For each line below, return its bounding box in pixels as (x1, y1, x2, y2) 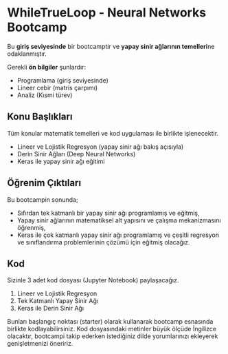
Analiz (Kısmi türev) (16, 91, 73, 99)
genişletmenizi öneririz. (7, 340, 73, 348)
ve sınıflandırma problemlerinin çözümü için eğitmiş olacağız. (16, 238, 190, 246)
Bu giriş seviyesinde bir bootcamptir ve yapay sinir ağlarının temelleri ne (7, 42, 215, 50)
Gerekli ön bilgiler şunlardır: (7, 63, 87, 71)
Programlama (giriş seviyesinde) (16, 76, 109, 84)
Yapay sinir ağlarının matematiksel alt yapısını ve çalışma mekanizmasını (16, 216, 221, 225)
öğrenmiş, (16, 223, 46, 231)
